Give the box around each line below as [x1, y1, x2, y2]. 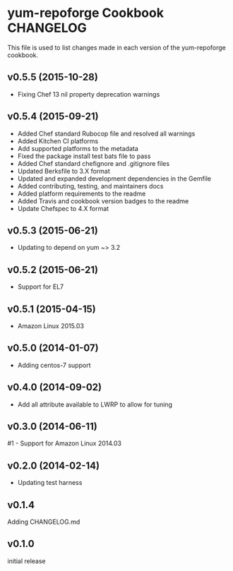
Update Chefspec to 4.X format [17, 204, 109, 212]
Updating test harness [17, 479, 83, 487]
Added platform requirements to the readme [17, 189, 146, 198]
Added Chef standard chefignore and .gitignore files [17, 159, 170, 167]
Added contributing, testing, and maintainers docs [17, 181, 164, 190]
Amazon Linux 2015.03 [17, 322, 85, 330]
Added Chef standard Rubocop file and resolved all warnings [17, 129, 196, 138]
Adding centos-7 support [17, 361, 91, 369]
